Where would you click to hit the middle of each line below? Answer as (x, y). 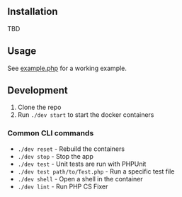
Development (38, 90)
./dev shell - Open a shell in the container (80, 179)
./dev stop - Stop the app (55, 156)
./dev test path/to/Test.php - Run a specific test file (96, 171)
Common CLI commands (51, 133)
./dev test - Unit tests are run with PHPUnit (82, 164)
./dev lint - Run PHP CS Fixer (63, 186)
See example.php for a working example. (67, 68)
